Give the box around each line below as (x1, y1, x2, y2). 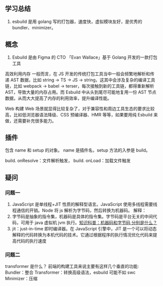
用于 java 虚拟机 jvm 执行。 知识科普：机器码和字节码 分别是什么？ (25, 220, 157, 226)
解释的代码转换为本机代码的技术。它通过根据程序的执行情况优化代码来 (12, 232, 153, 238)
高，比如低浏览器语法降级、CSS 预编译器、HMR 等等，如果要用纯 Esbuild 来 (5, 111, 158, 117)
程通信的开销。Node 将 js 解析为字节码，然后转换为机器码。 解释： (12, 207, 147, 214)
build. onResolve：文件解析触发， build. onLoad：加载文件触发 (5, 158, 131, 164)
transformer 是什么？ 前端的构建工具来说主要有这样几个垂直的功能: (5, 264, 139, 269)
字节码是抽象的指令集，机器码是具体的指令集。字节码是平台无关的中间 (12, 214, 153, 220)
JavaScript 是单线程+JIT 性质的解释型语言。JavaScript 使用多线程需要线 (12, 201, 158, 207)
